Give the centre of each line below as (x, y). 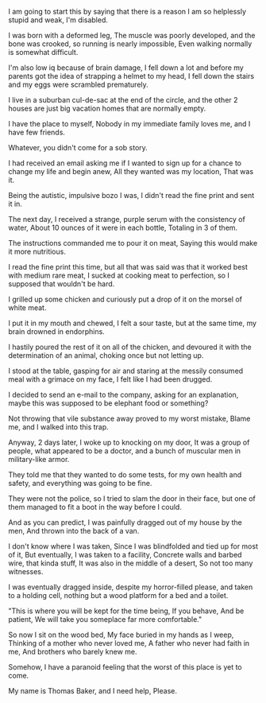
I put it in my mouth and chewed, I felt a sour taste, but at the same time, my (132, 323)
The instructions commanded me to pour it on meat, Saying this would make (133, 243)
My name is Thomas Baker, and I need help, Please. (93, 691)
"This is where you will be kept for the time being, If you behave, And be (126, 611)
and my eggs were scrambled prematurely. (78, 84)
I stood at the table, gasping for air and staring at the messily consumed (126, 371)
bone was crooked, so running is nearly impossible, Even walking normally (130, 44)
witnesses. (26, 571)
